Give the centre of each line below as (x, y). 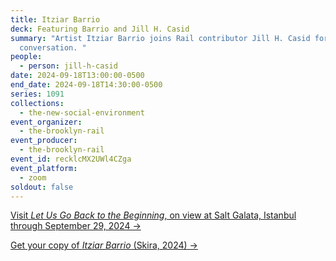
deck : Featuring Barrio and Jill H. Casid (100, 29)
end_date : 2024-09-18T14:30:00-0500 (86, 85)
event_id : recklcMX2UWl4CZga (71, 159)
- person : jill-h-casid (68, 66)
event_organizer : (46, 122)
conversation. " (53, 47)
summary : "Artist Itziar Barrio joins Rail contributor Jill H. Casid (160, 38)
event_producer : (44, 141)
